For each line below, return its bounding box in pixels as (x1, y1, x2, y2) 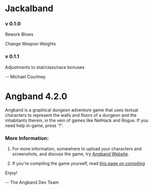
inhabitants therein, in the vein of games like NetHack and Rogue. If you (5, 117, 149, 123)
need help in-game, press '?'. (5, 123, 64, 128)
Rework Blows (5, 31, 34, 37)
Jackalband (5, 3, 53, 14)
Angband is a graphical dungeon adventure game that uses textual (5, 107, 138, 113)
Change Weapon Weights (5, 41, 56, 47)
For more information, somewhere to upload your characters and (12, 146, 142, 152)
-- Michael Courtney (5, 74, 46, 80)
